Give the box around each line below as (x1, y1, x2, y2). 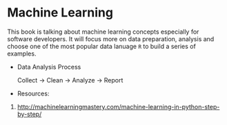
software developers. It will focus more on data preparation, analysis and (7, 34, 215, 43)
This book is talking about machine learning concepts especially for (7, 27, 199, 36)
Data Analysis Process (17, 62, 81, 71)
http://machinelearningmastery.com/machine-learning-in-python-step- (17, 102, 220, 111)
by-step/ (17, 110, 42, 118)
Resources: (17, 89, 50, 98)
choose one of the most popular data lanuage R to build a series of (7, 42, 197, 50)
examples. (7, 49, 37, 58)
